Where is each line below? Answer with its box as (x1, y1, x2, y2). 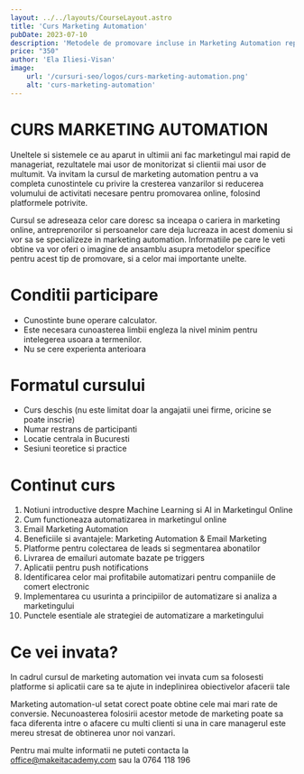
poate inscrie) (23, 415, 76, 425)
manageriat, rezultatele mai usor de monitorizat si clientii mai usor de (10, 159, 267, 170)
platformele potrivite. (10, 197, 88, 208)
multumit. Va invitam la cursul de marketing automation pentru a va (10, 168, 259, 179)
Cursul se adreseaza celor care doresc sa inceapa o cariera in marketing (10, 214, 281, 226)
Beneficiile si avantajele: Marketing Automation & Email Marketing (23, 534, 267, 545)
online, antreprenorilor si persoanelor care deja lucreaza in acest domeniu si (10, 224, 293, 235)
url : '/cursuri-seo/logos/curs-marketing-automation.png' (26, 72, 249, 81)
